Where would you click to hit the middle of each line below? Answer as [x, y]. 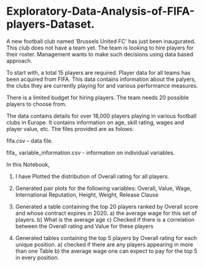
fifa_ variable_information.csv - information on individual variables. [91, 152]
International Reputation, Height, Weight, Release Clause [87, 195]
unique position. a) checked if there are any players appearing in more [104, 244]
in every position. [37, 257]
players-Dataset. [51, 24]
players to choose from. [37, 104]
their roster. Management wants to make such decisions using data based [100, 54]
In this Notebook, [28, 164]
